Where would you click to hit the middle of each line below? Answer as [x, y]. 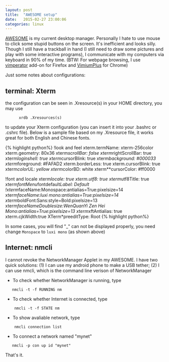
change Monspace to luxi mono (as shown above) [55, 232]
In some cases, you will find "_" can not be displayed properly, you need [80, 227]
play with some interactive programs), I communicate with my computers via [85, 55]
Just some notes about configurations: [45, 75]
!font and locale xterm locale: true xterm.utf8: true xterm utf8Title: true [77, 179]
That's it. [14, 355]
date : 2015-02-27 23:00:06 [36, 19]
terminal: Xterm [31, 91]
